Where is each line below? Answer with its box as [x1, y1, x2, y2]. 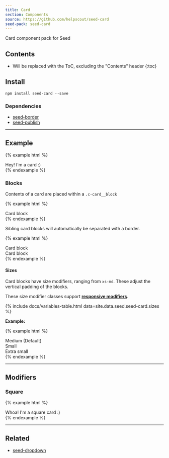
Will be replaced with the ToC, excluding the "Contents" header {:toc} [12, 63, 157, 69]
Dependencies [5, 103, 42, 110]
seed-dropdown [12, 447, 46, 453]
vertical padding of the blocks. [5, 284, 69, 290]
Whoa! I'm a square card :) [5, 409, 60, 415]
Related [5, 434, 30, 442]
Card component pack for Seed [5, 35, 70, 41]
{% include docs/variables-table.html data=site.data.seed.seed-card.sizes [5, 303, 159, 309]
